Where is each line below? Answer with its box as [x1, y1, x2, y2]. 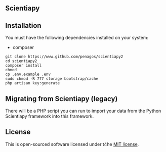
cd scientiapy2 [5, 59, 37, 64]
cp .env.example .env [5, 72, 51, 77]
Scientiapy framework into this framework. [5, 113, 94, 119]
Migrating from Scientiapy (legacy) [5, 94, 118, 103]
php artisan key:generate [5, 81, 60, 86]
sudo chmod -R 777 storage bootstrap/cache [5, 76, 99, 81]
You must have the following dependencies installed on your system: [5, 35, 149, 41]
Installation [5, 21, 41, 30]
